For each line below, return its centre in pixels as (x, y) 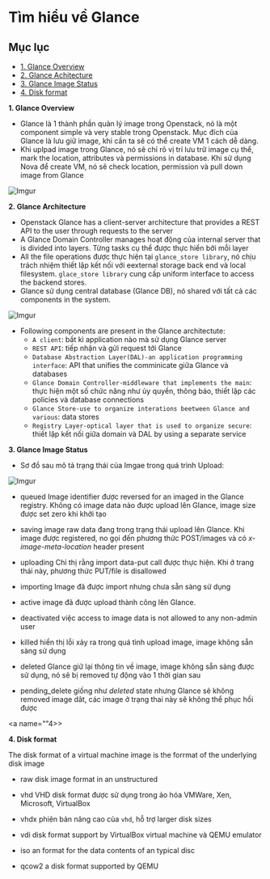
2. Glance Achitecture (56, 75)
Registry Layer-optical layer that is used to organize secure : (142, 425)
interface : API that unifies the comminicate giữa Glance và (130, 365)
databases (50, 374)
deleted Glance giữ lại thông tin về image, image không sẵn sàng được (137, 666)
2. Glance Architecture (47, 207)
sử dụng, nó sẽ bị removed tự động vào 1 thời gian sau (110, 675)
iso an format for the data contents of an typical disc (108, 850)
